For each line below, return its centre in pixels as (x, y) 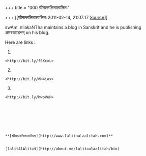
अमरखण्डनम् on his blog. (27, 32)
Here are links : (20, 42)
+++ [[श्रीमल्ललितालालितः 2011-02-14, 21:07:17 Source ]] (56, 17)
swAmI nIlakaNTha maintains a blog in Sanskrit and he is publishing (73, 27)
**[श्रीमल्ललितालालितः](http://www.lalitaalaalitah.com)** (59, 136)
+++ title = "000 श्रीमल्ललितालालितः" (37, 8)
